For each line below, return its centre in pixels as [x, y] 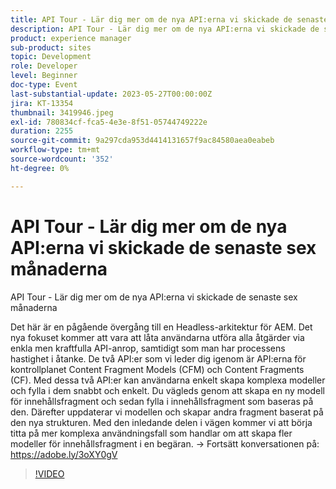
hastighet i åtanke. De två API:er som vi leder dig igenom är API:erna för [158, 358]
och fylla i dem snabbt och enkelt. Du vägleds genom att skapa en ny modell [167, 390]
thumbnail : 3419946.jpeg [62, 112]
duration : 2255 [42, 131]
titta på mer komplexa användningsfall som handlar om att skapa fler [151, 433]
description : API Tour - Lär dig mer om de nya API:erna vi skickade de [165, 29]
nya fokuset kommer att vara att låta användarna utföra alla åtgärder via [157, 337]
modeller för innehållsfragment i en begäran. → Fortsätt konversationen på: [165, 443]
